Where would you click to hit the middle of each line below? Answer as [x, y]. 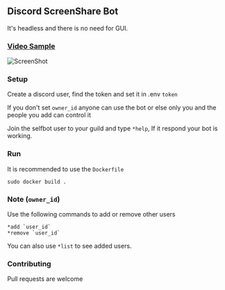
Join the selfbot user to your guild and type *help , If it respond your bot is [112, 128]
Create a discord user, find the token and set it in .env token [93, 94]
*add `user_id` [29, 227]
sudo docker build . [37, 182]
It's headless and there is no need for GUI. [68, 28]
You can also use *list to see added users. [69, 246]
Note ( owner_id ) [34, 199]
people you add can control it [49, 115]
